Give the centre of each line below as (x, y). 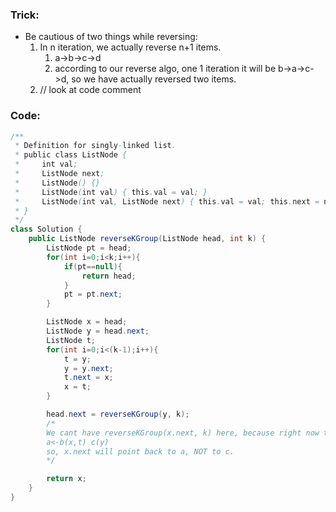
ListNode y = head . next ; (98, 331)
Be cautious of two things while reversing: (111, 37)
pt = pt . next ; (93, 294)
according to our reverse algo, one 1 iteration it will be (165, 69)
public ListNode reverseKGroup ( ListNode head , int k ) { (147, 239)
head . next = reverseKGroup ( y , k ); (118, 414)
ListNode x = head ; (87, 322)
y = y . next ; (88, 368)
